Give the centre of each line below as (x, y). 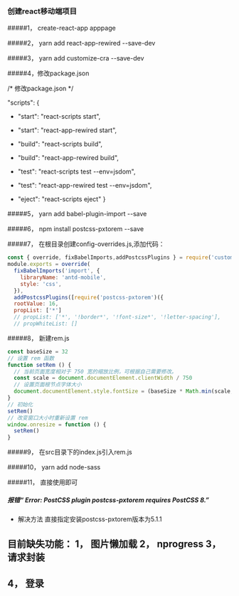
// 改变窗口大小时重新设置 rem (48, 417)
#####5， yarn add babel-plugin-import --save (77, 214)
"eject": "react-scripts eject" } (62, 199)
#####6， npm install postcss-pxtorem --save (76, 229)
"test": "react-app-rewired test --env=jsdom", (85, 186)
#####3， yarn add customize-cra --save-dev (76, 58)
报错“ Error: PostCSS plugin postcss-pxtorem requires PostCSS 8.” (108, 500)
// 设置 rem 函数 (31, 358)
